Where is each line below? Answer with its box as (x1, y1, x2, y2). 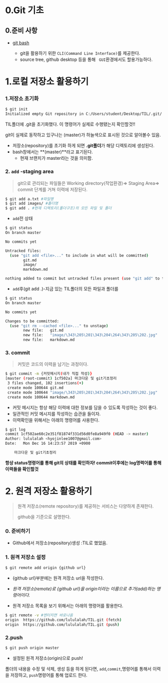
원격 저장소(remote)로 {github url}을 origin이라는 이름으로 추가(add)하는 (12, 586, 156, 592)
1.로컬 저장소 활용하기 (5, 76, 89, 87)
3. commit (5, 349, 30, 356)
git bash (12, 40, 29, 46)
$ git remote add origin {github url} (5, 565, 86, 570)
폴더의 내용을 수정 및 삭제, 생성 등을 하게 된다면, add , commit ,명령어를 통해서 (5, 666, 151, 672)
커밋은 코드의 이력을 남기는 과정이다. (17, 361, 88, 367)
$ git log (5, 427, 26, 432)
